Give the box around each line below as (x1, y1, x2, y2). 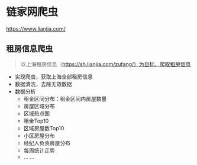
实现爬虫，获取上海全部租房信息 (14, 73, 93, 80)
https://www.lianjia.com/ (6, 25, 66, 32)
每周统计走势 (23, 147, 55, 154)
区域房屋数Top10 (23, 124, 64, 131)
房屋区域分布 (23, 103, 55, 110)
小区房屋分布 (23, 132, 55, 139)
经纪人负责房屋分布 (23, 139, 71, 146)
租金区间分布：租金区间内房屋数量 (23, 95, 107, 102)
